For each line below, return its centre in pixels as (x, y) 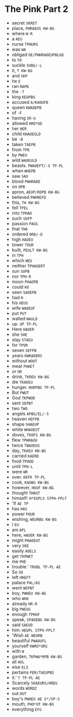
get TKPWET (22, 556)
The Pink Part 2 (36, 9)
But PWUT (20, 392)
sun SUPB (21, 271)
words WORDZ (24, 688)
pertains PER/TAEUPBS (33, 672)
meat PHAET (23, 366)
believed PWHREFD (29, 197)
